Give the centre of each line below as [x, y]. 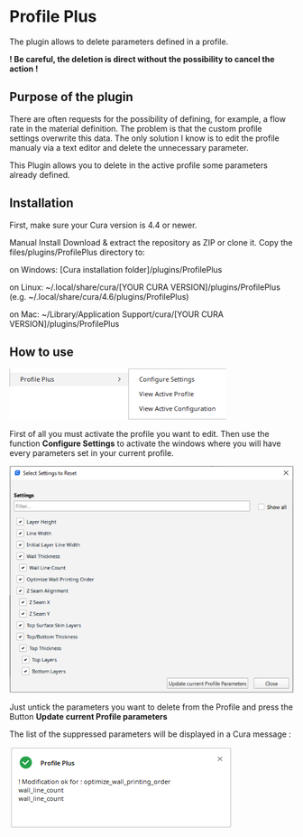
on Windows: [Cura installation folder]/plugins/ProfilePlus [116, 269]
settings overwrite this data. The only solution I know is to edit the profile [144, 138]
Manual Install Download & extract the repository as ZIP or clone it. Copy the [151, 242]
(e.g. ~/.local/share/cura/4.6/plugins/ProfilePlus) [99, 296]
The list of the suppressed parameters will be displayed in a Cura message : [150, 734]
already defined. [40, 174]
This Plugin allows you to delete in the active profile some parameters [138, 165]
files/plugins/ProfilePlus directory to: [78, 252]
